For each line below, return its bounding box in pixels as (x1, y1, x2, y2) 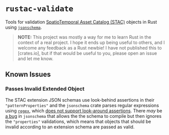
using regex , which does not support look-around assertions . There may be (5, 108, 162, 114)
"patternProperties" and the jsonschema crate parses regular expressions (5, 102, 159, 108)
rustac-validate (5, 4, 73, 14)
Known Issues (5, 70, 51, 79)
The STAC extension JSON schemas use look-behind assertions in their (5, 97, 155, 103)
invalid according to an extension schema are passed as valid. (5, 123, 135, 130)
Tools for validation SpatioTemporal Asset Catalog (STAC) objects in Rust (5, 19, 157, 25)
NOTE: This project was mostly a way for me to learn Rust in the (17, 34, 152, 40)
